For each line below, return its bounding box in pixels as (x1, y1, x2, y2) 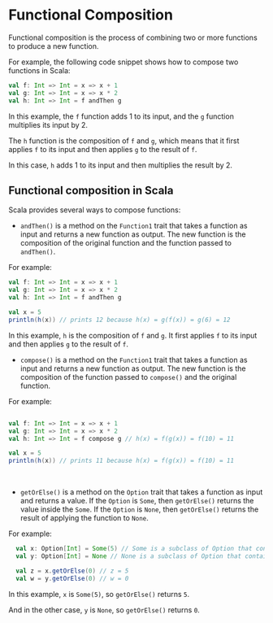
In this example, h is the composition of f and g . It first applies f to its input (8, 330, 258, 340)
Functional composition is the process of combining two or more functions (8, 33, 258, 42)
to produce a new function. (8, 41, 99, 50)
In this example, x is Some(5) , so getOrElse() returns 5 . (8, 589, 189, 599)
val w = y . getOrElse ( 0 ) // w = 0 (15, 574, 129, 582)
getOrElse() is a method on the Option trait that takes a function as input (19, 487, 263, 497)
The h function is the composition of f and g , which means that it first (8, 136, 240, 146)
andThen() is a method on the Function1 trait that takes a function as (19, 221, 248, 231)
